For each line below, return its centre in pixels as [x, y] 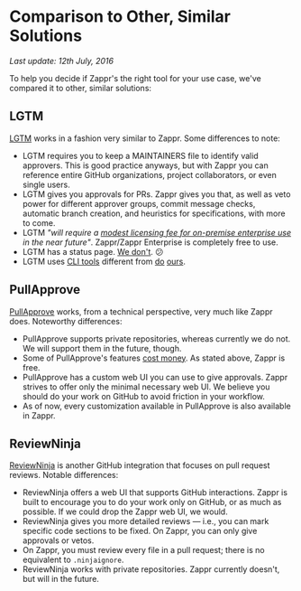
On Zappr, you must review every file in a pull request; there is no [143, 550]
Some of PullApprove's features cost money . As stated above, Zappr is [154, 358]
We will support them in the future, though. [102, 348]
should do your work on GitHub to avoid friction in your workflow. [144, 396]
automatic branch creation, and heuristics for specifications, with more [154, 213]
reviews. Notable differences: [64, 475]
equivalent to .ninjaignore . [73, 560]
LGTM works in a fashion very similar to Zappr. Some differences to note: [145, 138]
